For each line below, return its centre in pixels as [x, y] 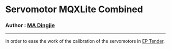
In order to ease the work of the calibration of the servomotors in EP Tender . [85, 41]
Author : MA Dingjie [30, 26]
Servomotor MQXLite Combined [74, 9]
